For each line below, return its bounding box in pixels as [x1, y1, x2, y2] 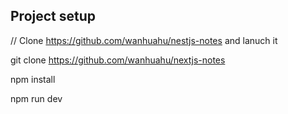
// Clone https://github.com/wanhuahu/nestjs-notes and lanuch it [10, 34, 278, 46]
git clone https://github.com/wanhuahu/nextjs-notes [10, 54, 226, 66]
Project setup [10, 8, 97, 25]
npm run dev [10, 92, 63, 104]
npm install [10, 73, 56, 85]
